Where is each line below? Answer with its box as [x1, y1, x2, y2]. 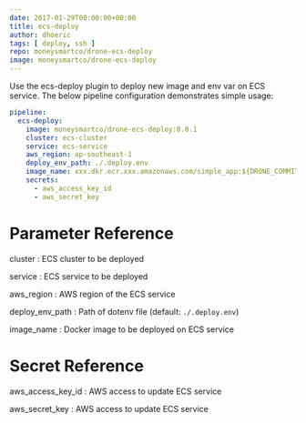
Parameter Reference [9, 223, 175, 244]
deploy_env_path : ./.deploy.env [25, 158, 148, 168]
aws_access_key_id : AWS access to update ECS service [9, 386, 222, 397]
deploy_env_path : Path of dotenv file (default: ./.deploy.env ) [9, 306, 240, 317]
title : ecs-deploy [9, 22, 79, 31]
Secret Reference [9, 356, 144, 376]
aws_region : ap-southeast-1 [25, 150, 132, 159]
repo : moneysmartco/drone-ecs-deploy [9, 47, 153, 56]
